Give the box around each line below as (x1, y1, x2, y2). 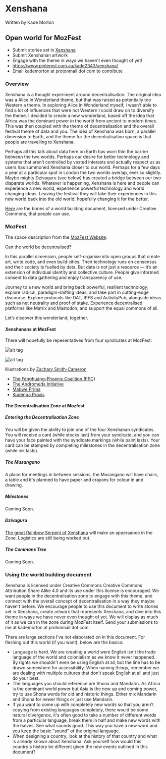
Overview (5, 80, 29, 87)
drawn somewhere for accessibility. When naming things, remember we (12, 665, 160, 671)
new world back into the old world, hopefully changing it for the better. (5, 196, 149, 202)
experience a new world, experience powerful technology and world (5, 185, 145, 191)
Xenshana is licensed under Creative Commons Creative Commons (5, 583, 143, 589)
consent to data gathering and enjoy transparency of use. (5, 274, 123, 280)
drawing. (5, 482, 23, 488)
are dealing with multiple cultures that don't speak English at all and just (12, 670, 160, 676)
